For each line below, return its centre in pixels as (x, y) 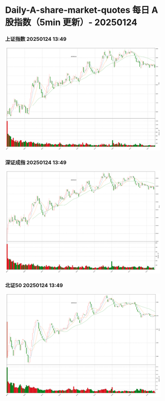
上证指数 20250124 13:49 (36, 39)
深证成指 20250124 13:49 (36, 162)
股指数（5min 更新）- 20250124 (71, 22)
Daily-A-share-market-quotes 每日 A (82, 10)
